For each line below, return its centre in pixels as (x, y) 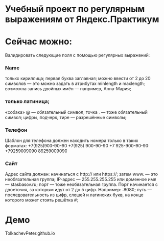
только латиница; (27, 101)
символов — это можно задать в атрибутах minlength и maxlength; (75, 83)
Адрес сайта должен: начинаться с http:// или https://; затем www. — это (82, 174)
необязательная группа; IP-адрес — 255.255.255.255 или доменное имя (81, 180)
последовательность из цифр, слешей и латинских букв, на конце (74, 195)
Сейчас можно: (39, 42)
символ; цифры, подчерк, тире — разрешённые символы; (66, 117)
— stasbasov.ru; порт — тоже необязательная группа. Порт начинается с (82, 184)
